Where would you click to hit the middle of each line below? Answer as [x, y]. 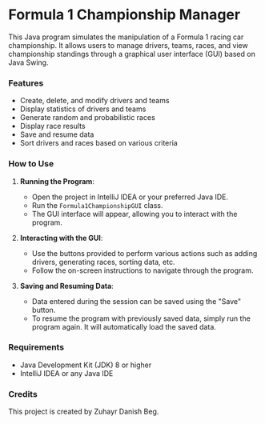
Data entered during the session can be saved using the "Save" [137, 301]
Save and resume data [57, 134]
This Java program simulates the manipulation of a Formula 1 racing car [126, 37]
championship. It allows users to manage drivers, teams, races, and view [128, 45]
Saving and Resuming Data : [66, 286]
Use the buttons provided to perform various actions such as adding [145, 253]
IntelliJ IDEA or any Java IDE [66, 373]
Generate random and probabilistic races [88, 118]
